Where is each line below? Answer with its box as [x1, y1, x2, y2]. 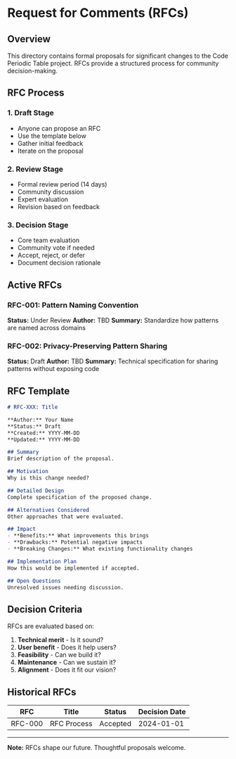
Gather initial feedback [17, 139, 84, 147]
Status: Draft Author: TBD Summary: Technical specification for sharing [7, 357, 218, 365]
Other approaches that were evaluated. [7, 513, 124, 520]
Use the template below [17, 132, 86, 140]
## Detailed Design [7, 487, 65, 494]
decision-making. [7, 67, 58, 75]
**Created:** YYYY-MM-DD [7, 429, 80, 437]
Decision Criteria [7, 603, 83, 615]
